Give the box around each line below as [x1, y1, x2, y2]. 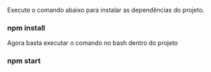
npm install [7, 23, 46, 33]
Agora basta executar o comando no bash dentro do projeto [7, 39, 178, 47]
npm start [7, 56, 42, 66]
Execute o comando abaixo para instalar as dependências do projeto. [7, 6, 205, 14]
